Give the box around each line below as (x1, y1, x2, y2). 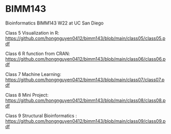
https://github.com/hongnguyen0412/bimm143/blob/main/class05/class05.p (5, 35, 166, 41)
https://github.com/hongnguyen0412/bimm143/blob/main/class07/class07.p (5, 76, 165, 83)
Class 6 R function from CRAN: (5, 50, 70, 57)
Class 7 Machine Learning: (5, 71, 61, 77)
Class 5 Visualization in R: (5, 30, 60, 36)
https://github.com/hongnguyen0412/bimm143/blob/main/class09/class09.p (5, 118, 166, 124)
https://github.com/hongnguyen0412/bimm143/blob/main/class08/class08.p (5, 97, 166, 103)
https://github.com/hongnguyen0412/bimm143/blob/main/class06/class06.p (5, 56, 166, 62)
